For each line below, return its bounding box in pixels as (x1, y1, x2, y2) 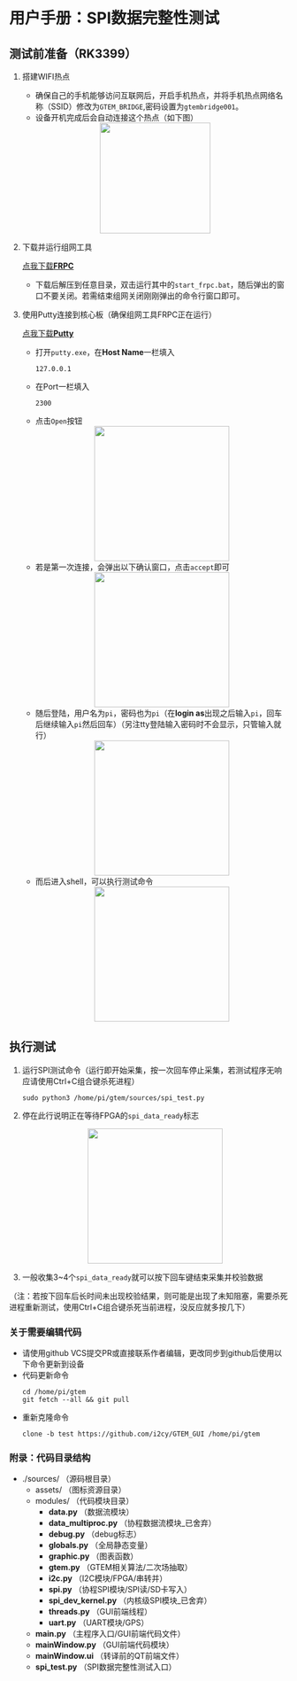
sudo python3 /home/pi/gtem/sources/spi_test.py (21, 1093, 205, 1103)
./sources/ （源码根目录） (21, 1474, 117, 1484)
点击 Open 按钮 (34, 415, 83, 426)
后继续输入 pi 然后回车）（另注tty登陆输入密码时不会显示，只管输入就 (34, 719, 282, 729)
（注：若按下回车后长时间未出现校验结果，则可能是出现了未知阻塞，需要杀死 (9, 1290, 288, 1301)
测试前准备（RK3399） (9, 46, 137, 61)
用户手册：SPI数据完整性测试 (9, 8, 220, 28)
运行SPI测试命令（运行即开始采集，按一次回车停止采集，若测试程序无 (21, 1065, 275, 1075)
